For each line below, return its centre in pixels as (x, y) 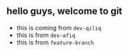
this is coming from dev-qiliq (59, 27)
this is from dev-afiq (46, 35)
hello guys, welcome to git (64, 11)
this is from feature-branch (55, 42)
